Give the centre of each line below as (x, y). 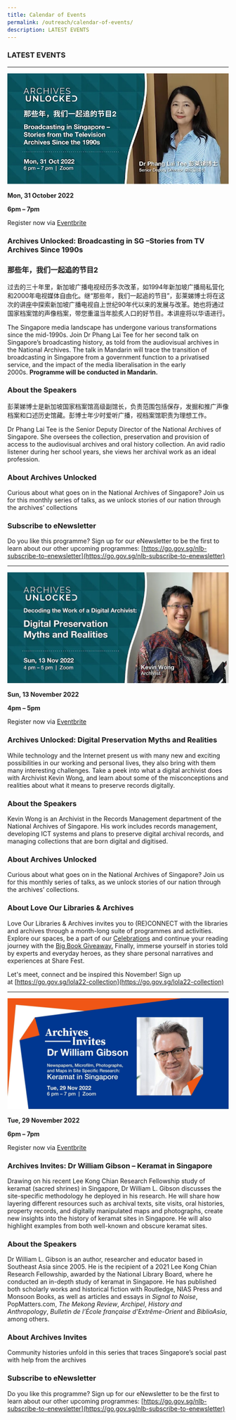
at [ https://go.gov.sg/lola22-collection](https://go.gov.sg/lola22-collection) (116, 982)
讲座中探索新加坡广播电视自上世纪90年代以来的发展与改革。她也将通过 (122, 304)
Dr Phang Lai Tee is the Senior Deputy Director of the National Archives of (114, 429)
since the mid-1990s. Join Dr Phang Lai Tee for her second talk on (103, 335)
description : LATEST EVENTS (48, 30)
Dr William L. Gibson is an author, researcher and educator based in (105, 1260)
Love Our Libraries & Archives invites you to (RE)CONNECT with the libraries (118, 923)
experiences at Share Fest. (46, 961)
